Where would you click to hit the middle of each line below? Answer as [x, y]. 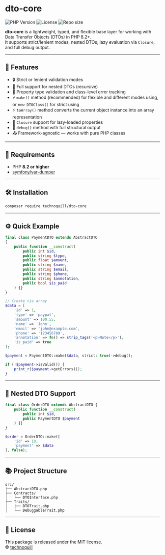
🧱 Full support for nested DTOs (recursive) [55, 86]
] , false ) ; [16, 450]
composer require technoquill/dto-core [46, 206]
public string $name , [45, 265]
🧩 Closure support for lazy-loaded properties [57, 122]
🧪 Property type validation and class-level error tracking [69, 92]
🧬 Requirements [30, 155]
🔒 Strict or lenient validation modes [48, 80]
